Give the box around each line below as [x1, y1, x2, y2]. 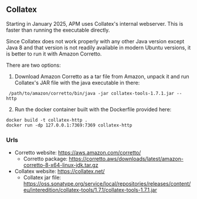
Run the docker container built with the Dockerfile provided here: [14, 105, 172, 113]
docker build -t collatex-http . [6, 117, 88, 123]
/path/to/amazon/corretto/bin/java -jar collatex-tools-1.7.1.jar [8, 90, 175, 96]
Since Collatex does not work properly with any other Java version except [6, 37, 185, 44]
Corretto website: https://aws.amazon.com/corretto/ [14, 149, 141, 156]
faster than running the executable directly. [6, 26, 110, 33]
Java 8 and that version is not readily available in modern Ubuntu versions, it [6, 44, 191, 51]
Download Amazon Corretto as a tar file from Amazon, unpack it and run [14, 73, 189, 80]
